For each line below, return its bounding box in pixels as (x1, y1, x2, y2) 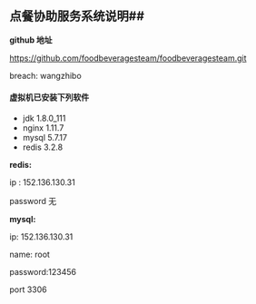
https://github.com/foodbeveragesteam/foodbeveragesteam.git (9, 53, 247, 64)
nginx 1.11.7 (22, 123, 64, 133)
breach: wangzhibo (9, 70, 82, 81)
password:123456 (9, 267, 77, 278)
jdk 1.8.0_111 (22, 113, 66, 124)
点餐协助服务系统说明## (9, 8, 145, 25)
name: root (9, 249, 50, 260)
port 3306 (9, 284, 47, 295)
